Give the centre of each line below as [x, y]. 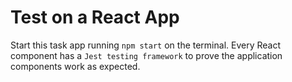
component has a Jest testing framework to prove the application [146, 55]
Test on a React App [95, 17]
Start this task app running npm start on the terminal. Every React [146, 45]
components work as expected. [75, 66]
